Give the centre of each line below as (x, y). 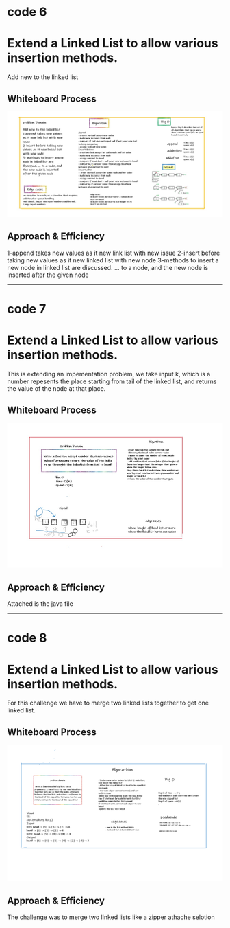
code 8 (27, 638)
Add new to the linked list (43, 77)
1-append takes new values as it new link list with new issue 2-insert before (114, 253)
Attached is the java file (40, 604)
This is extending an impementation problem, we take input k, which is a (109, 374)
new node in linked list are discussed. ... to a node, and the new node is (108, 267)
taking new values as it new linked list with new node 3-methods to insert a (113, 260)
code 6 (27, 12)
